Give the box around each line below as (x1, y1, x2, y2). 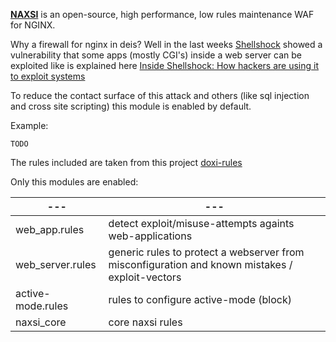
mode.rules (15, 299, 69, 313)
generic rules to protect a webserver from (108, 245, 305, 259)
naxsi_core (15, 315, 67, 329)
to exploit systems (10, 70, 86, 82)
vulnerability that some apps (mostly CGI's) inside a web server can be (10, 49, 303, 61)
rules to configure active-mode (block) (108, 293, 292, 306)
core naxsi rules (108, 315, 183, 329)
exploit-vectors (108, 270, 182, 284)
